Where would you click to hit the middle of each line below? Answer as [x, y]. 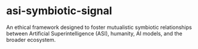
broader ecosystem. [31, 40]
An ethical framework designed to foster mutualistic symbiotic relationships [99, 27]
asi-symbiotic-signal [59, 11]
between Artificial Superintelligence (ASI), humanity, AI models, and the [94, 33]
